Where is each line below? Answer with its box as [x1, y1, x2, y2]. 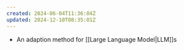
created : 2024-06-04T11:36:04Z [6, 10, 96, 17]
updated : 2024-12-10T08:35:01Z [6, 16, 96, 23]
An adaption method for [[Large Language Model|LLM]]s [16, 35, 177, 43]
